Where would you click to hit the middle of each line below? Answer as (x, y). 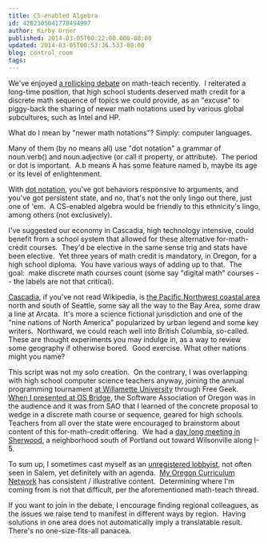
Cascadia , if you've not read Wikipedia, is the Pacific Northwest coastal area (134, 296)
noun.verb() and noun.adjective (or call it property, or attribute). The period (133, 156)
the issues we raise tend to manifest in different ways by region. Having (127, 513)
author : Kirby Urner (43, 30)
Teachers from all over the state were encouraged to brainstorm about (124, 423)
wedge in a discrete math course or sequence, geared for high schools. (126, 414)
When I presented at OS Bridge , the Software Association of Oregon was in (132, 397)
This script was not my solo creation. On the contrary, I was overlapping (128, 372)
